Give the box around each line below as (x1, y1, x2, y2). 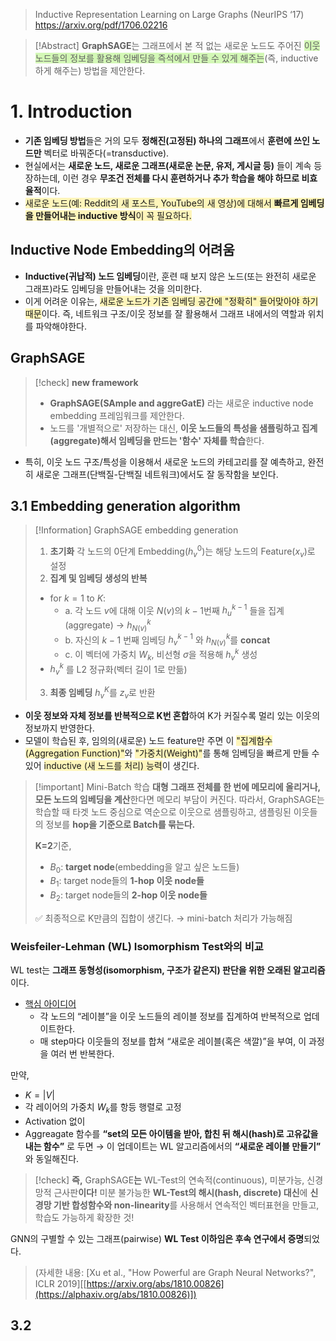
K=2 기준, (34, 839, 72, 851)
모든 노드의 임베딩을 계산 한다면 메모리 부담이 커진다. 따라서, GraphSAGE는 (34, 793, 325, 805)
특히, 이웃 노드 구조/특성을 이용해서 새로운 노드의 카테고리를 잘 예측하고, (24, 455, 306, 468)
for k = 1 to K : (49, 592, 107, 604)
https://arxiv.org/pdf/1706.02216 (34, 19, 168, 31)
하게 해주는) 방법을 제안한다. (34, 65, 146, 76)
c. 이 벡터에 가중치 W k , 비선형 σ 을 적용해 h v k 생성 (64, 647, 258, 663)
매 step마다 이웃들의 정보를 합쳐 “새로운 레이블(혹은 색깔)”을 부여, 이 (39, 1035, 307, 1048)
